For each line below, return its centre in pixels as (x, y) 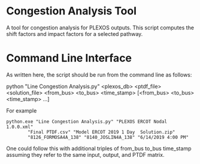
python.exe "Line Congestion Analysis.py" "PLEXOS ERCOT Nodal (87, 122)
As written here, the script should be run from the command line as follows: (99, 75)
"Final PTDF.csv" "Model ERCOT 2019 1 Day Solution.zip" (101, 132)
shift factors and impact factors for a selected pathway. (75, 34)
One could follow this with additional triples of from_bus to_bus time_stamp (99, 148)
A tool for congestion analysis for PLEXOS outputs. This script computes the (100, 28)
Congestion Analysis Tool (71, 11)
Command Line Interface (69, 58)
